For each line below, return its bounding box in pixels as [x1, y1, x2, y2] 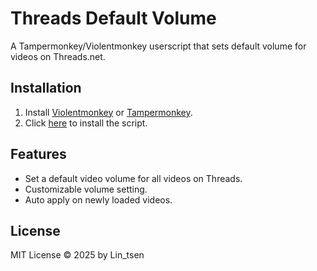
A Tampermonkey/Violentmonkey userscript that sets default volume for [10, 40, 307, 52]
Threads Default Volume [10, 7, 217, 30]
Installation [10, 80, 82, 97]
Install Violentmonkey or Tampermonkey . [24, 106, 193, 118]
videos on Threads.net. [10, 50, 106, 62]
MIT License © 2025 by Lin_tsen [10, 249, 145, 261]
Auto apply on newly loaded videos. [24, 193, 173, 206]
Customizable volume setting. [24, 183, 148, 195]
